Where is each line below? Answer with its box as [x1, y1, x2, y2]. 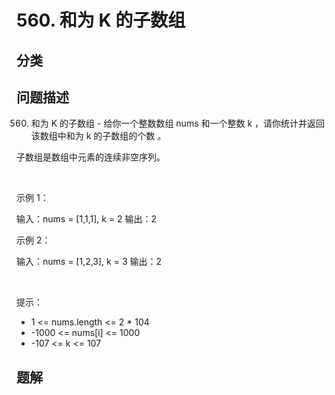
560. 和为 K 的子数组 [16, 9, 186, 32]
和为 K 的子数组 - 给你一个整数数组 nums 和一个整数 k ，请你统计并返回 [30, 117, 326, 130]
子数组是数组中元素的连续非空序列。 [16, 151, 166, 163]
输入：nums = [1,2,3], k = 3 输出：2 [16, 256, 163, 268]
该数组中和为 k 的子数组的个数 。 [30, 130, 167, 142]
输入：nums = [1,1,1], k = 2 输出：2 [16, 213, 158, 225]
